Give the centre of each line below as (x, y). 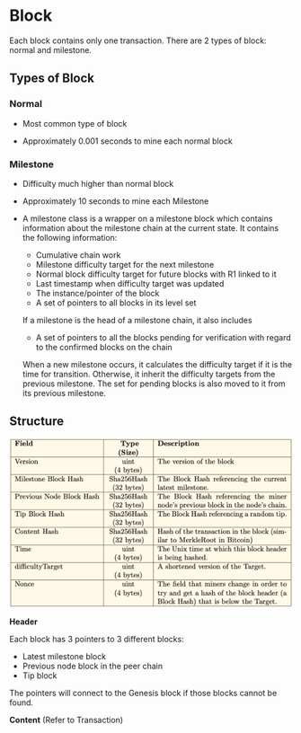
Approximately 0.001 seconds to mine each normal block (128, 141)
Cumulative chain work (78, 255)
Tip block (40, 676)
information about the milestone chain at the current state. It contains (150, 228)
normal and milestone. (51, 49)
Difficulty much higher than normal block (98, 183)
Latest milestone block (64, 657)
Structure (37, 422)
